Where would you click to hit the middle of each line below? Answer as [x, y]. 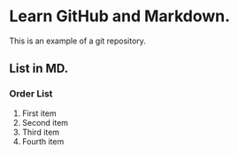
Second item [45, 122]
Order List [31, 94]
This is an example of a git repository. [77, 41]
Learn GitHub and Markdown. [120, 16]
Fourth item [43, 141]
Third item [41, 132]
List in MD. [39, 69]
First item [39, 113]
